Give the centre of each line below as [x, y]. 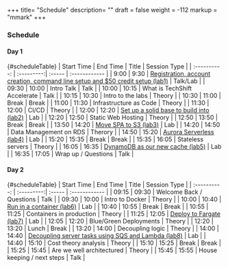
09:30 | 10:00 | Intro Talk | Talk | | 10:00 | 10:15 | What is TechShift [100, 88]
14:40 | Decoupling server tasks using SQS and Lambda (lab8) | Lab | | [107, 236]
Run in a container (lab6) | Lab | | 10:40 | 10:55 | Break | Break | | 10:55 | [108, 207]
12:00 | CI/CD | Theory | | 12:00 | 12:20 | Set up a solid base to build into [109, 110]
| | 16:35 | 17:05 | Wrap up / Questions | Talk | [71, 154]
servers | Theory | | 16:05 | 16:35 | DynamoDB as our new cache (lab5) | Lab [114, 147]
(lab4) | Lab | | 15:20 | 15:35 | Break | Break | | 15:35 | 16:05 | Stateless [105, 139]
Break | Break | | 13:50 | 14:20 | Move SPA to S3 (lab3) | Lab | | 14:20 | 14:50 [114, 125]
